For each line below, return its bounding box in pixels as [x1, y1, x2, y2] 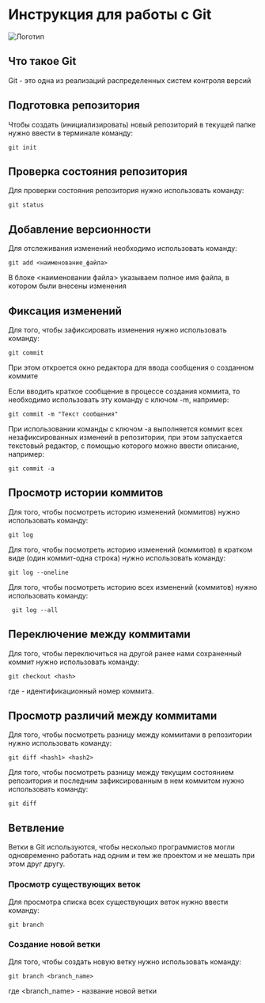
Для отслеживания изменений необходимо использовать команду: [8, 244, 237, 253]
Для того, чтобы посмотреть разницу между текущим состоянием [8, 768, 235, 777]
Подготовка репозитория [8, 99, 140, 112]
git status [8, 201, 44, 209]
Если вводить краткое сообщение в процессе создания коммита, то [8, 386, 240, 396]
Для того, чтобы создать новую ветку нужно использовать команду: [8, 956, 242, 967]
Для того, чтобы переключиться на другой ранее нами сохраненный [8, 648, 242, 658]
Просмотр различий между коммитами [8, 709, 218, 723]
